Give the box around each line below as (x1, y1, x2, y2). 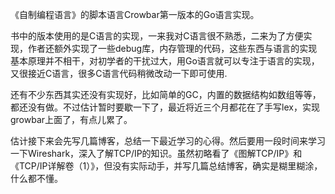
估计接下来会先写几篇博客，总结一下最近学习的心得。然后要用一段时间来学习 (10, 135, 326, 147)
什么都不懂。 (10, 173, 63, 184)
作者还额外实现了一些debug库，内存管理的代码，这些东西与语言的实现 (27, 43, 318, 54)
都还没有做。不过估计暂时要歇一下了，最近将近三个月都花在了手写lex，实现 (10, 101, 320, 113)
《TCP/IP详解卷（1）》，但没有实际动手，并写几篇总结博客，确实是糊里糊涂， (10, 160, 323, 172)
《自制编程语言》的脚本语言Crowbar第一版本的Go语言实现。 (10, 9, 260, 20)
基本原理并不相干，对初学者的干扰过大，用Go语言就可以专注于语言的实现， (10, 55, 320, 67)
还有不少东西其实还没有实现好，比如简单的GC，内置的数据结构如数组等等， (10, 89, 322, 100)
